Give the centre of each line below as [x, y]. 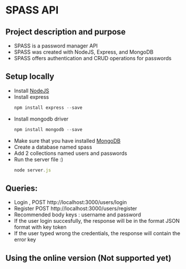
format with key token [40, 227]
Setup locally [30, 77]
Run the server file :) [39, 159]
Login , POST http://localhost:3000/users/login [70, 202]
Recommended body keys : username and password [77, 215]
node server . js [32, 170]
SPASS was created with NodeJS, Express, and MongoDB [84, 52]
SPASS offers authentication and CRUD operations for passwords [93, 58]
